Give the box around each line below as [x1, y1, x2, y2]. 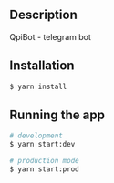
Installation [9, 58, 75, 74]
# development [9, 131, 64, 140]
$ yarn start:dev [9, 140, 76, 149]
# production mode [9, 157, 79, 166]
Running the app [9, 107, 105, 122]
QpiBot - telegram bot [9, 31, 91, 42]
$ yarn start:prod [9, 164, 79, 174]
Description [9, 7, 78, 23]
